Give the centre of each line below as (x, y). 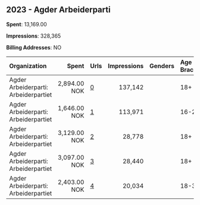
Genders (162, 66)
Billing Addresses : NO (34, 47)
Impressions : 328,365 (34, 36)
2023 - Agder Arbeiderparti (59, 10)
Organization (28, 66)
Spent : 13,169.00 (27, 24)
